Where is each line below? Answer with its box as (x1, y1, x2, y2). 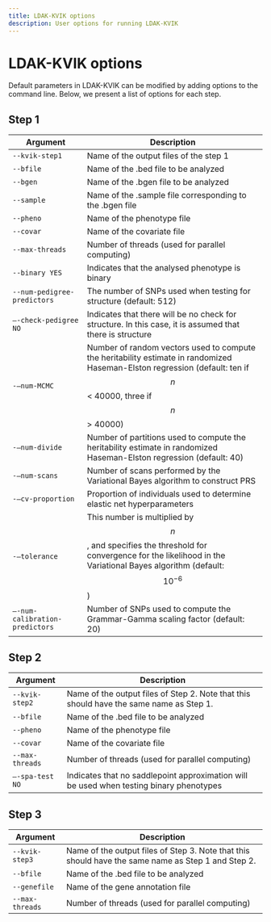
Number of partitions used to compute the (86, 432, 246, 443)
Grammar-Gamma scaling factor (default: (86, 613, 245, 624)
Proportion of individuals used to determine (86, 488, 252, 500)
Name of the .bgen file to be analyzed (86, 177, 230, 188)
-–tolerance (12, 551, 59, 561)
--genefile (12, 882, 54, 892)
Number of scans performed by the (86, 465, 221, 476)
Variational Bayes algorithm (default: (86, 560, 224, 572)
